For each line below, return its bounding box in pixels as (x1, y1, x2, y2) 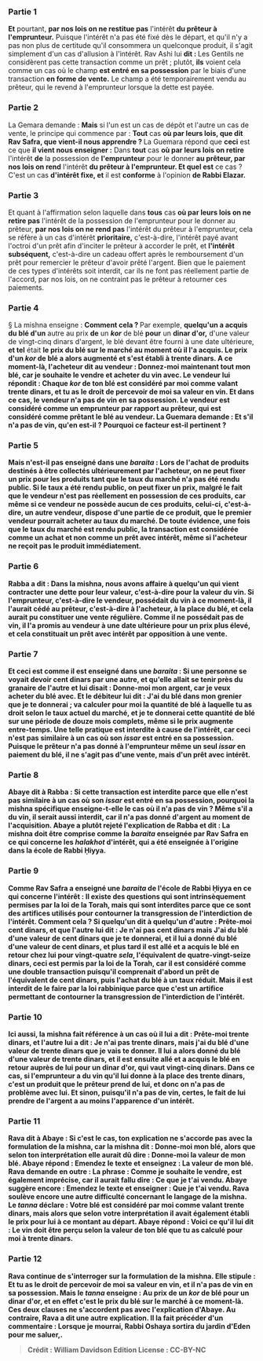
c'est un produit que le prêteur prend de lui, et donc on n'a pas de (8, 1079, 225, 1088)
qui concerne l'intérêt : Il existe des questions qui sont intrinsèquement (8, 891, 246, 901)
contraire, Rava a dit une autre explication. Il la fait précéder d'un (8, 1313, 224, 1322)
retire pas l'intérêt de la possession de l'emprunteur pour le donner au (8, 215, 236, 226)
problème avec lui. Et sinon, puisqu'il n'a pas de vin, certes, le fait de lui (8, 1088, 246, 1097)
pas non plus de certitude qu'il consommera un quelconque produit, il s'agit (8, 41, 254, 50)
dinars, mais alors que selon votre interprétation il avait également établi (8, 1209, 250, 1218)
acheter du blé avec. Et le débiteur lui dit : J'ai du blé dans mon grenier (8, 692, 242, 701)
